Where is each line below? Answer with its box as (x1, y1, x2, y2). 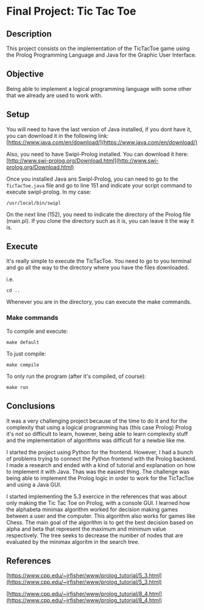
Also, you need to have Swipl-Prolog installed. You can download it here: (6, 150, 189, 158)
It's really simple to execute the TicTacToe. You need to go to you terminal (6, 258, 192, 265)
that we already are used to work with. (6, 92, 102, 99)
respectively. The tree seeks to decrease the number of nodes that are (6, 531, 184, 539)
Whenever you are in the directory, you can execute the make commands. (6, 298, 192, 306)
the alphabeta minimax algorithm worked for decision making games (6, 506, 178, 513)
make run (6, 384, 29, 390)
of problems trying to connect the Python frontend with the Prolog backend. (6, 455, 197, 462)
